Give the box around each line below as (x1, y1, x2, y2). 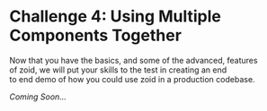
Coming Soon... (9, 91, 67, 102)
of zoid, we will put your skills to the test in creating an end (9, 64, 227, 75)
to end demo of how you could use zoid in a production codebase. (9, 73, 255, 84)
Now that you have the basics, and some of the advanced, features (9, 55, 258, 65)
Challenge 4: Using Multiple (9, 6, 222, 27)
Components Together (9, 25, 182, 46)
